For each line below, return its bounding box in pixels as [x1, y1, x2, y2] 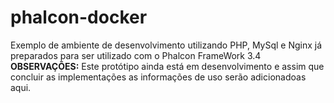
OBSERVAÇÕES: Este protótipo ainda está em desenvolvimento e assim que [10, 60, 325, 72]
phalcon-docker [10, 6, 148, 29]
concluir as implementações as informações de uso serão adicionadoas [10, 71, 307, 83]
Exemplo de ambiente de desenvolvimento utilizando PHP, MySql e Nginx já [10, 39, 323, 51]
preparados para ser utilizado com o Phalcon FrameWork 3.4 [10, 49, 262, 61]
